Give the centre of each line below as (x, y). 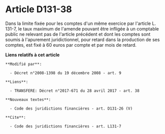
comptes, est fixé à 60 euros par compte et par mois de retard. (71, 45)
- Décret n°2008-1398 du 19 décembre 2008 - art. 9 (66, 73)
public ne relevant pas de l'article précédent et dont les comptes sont (78, 34)
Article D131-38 (39, 9)
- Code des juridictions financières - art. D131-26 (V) (71, 108)
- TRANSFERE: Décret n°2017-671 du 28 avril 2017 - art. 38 (75, 91)
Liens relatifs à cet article (32, 55)
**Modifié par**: (24, 64)
